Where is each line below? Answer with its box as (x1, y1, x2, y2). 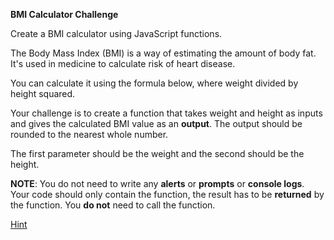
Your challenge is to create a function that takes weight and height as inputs (10, 107, 323, 119)
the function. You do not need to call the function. (10, 199, 216, 211)
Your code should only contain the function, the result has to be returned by (10, 189, 325, 200)
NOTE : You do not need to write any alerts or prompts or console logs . (10, 178, 305, 189)
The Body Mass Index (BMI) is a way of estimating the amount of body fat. (10, 47, 317, 59)
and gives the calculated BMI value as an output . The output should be (10, 118, 303, 129)
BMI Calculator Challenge (10, 9, 119, 20)
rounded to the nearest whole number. (10, 129, 169, 140)
